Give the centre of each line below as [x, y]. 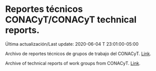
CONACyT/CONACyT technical [71, 20]
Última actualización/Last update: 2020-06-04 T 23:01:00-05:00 [72, 44]
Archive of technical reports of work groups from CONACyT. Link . [73, 63]
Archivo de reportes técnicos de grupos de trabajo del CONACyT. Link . [78, 54]
